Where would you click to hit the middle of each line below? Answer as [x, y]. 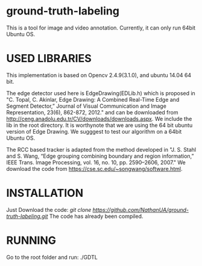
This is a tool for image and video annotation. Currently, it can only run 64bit [101, 28]
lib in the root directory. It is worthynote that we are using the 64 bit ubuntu [99, 125]
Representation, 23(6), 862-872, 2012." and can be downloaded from [92, 112]
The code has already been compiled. [96, 216]
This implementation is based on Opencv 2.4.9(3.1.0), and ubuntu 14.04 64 [99, 75]
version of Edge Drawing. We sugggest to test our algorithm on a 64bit [94, 131]
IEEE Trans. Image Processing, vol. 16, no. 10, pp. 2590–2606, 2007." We [96, 162]
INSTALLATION [45, 193]
